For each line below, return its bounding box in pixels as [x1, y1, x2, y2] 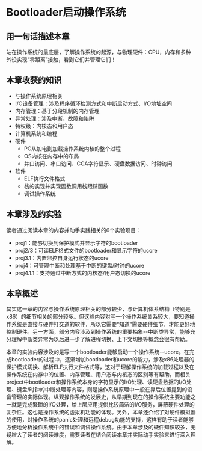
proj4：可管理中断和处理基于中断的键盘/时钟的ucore [14, 262, 145, 269]
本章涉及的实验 [6, 209, 62, 219]
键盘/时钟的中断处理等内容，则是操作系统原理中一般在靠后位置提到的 [16, 386, 188, 393]
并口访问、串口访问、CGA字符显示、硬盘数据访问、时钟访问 [23, 160, 173, 167]
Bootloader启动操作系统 [6, 5, 126, 19]
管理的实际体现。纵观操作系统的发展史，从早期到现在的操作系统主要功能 [11, 393, 191, 400]
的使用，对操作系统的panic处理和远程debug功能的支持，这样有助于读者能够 [6, 416, 194, 423]
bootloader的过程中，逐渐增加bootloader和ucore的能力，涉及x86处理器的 [11, 356, 195, 363]
